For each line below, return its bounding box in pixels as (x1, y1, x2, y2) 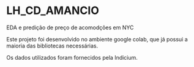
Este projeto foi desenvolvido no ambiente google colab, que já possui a (6, 35, 188, 43)
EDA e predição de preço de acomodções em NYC (6, 24, 134, 31)
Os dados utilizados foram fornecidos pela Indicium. (6, 54, 138, 61)
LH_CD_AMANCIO (6, 4, 100, 18)
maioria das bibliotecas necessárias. (6, 42, 99, 49)
